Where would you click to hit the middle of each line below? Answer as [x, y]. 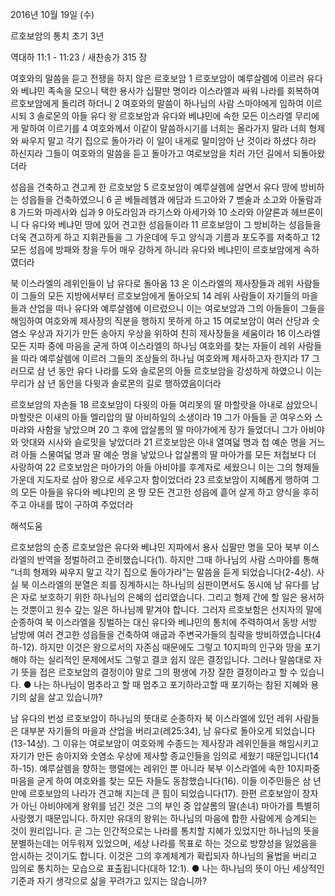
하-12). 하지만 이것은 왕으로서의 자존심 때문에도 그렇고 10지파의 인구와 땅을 [156, 647]
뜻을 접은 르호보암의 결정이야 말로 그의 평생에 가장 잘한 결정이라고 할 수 [159, 672]
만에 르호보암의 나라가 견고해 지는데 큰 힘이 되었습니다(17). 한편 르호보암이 [155, 793]
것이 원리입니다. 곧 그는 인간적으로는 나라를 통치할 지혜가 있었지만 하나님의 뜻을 [165, 831]
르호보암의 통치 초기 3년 [57, 36]
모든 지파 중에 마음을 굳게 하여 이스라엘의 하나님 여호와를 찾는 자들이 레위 [153, 346]
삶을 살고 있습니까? [65, 697]
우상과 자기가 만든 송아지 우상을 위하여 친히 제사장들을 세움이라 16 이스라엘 [174, 333]
